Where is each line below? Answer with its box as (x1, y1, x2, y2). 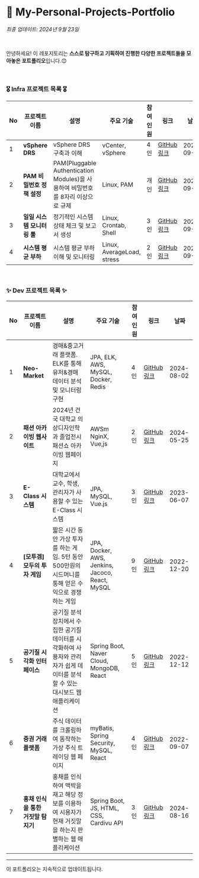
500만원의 (52, 561, 81, 569)
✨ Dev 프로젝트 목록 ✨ (6, 287, 67, 295)
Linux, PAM (102, 181, 133, 189)
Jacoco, (89, 568, 113, 576)
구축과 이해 (53, 149, 83, 158)
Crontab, (102, 222, 127, 230)
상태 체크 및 (53, 222, 84, 230)
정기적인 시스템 (53, 213, 94, 221)
